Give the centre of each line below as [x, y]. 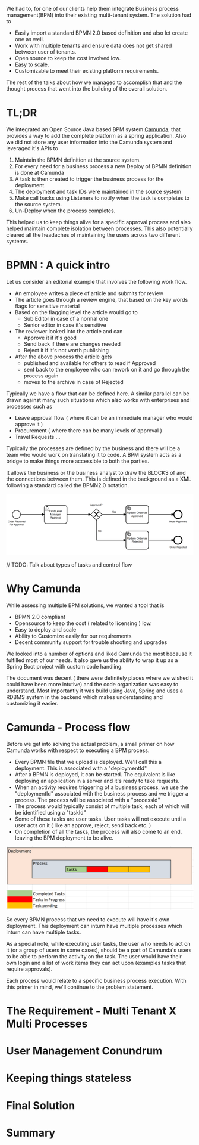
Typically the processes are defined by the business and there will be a [93, 448]
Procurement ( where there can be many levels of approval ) [88, 430]
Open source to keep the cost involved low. [68, 58]
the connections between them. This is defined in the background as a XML [99, 479]
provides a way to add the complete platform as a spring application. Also [96, 135]
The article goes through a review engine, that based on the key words [101, 299]
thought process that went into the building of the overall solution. [87, 89]
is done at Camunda [39, 172]
